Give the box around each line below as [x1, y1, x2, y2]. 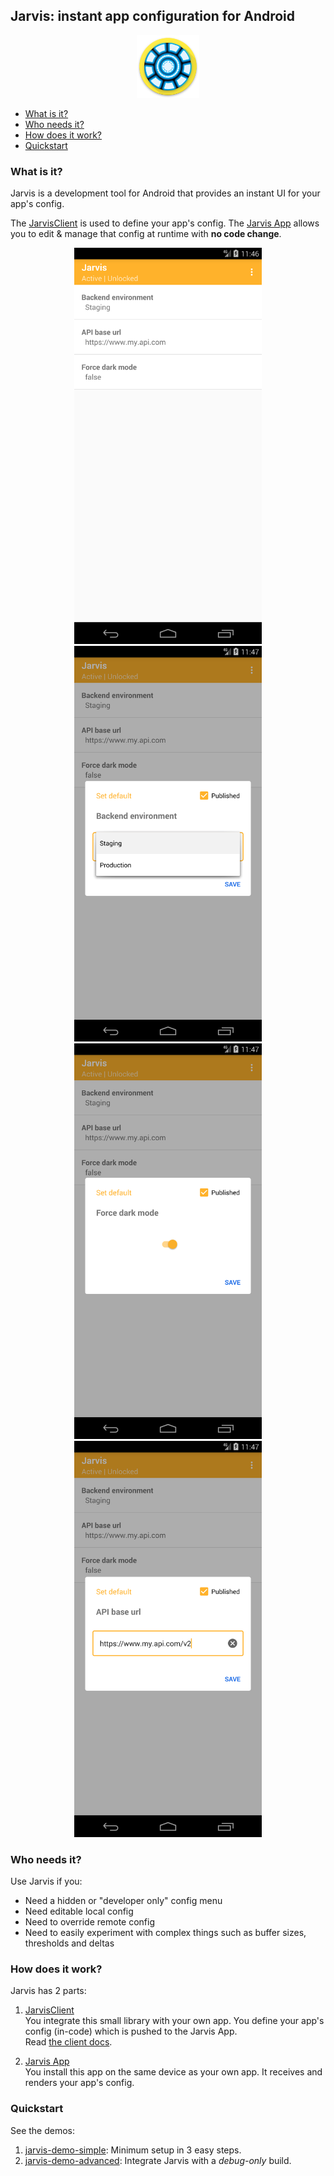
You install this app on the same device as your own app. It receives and [24, 2066, 323, 2078]
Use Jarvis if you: [10, 1875, 83, 1887]
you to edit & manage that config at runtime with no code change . [10, 228, 282, 240]
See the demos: [10, 2124, 76, 2136]
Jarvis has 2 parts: [10, 1985, 87, 1997]
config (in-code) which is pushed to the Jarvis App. [24, 2025, 238, 2038]
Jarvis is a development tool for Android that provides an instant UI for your [10, 187, 321, 199]
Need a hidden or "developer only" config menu [24, 1894, 223, 1906]
